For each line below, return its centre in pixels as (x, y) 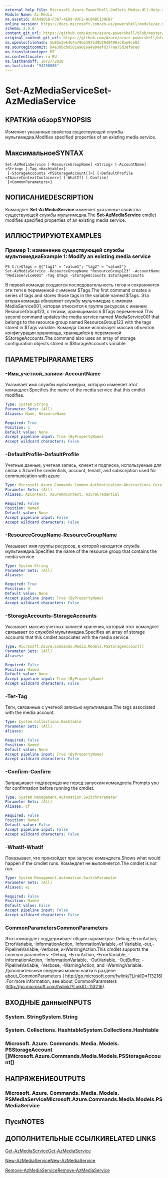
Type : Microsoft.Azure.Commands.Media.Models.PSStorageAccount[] (74, 647)
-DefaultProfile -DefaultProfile (42, 455)
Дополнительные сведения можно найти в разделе (60, 971)
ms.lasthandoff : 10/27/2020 (34, 61)
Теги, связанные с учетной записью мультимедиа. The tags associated (80, 707)
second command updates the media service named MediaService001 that (82, 317)
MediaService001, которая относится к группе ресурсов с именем (76, 306)
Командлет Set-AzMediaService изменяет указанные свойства (73, 209)
